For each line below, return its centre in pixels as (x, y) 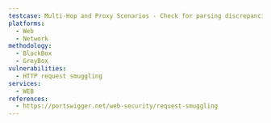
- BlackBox (34, 53)
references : (28, 99)
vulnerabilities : (38, 69)
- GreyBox (32, 61)
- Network (32, 38)
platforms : (27, 23)
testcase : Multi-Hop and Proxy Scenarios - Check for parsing (115, 16)
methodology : (30, 46)
